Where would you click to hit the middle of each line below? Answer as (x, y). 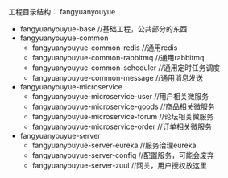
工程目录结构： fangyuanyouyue (62, 12)
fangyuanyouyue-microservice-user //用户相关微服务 (120, 96)
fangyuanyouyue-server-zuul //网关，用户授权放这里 (120, 165)
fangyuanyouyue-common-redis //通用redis (105, 48)
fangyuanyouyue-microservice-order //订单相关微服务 (122, 126)
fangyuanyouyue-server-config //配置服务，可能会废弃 (123, 155)
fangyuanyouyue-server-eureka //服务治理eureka (114, 145)
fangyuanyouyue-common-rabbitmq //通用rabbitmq (118, 58)
